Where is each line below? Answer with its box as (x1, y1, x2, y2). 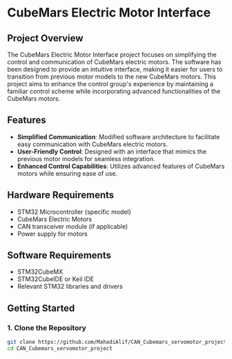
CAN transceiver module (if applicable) (17, 222, 128, 230)
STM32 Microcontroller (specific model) (17, 207, 131, 216)
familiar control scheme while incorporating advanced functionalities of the (7, 88, 221, 95)
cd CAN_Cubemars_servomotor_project (7, 345, 113, 352)
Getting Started (7, 302, 75, 314)
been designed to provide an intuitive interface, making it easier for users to (7, 65, 223, 73)
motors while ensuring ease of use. (17, 169, 118, 177)
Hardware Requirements (7, 189, 115, 201)
